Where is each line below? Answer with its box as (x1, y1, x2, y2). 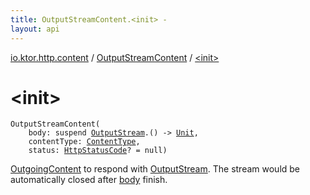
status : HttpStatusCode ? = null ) (28, 146, 168, 156)
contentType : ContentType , (28, 137, 141, 147)
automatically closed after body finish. (10, 174, 168, 186)
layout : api (10, 24, 60, 34)
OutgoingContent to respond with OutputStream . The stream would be (10, 163, 301, 175)
